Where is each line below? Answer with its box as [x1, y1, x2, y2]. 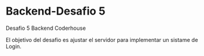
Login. [5, 43, 22, 50]
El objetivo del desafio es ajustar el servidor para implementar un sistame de [5, 36, 199, 43]
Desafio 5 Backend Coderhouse [5, 24, 86, 32]
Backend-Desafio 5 [5, 4, 106, 18]
